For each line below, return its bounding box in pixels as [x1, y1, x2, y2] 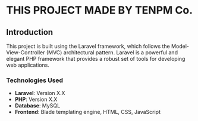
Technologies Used [6, 76, 64, 84]
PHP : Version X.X [14, 96, 58, 103]
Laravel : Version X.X [14, 90, 65, 97]
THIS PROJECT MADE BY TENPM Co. [6, 4, 193, 17]
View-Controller [6, 49, 45, 56]
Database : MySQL [14, 102, 61, 109]
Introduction [6, 27, 54, 37]
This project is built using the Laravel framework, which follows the [6, 42, 171, 50]
